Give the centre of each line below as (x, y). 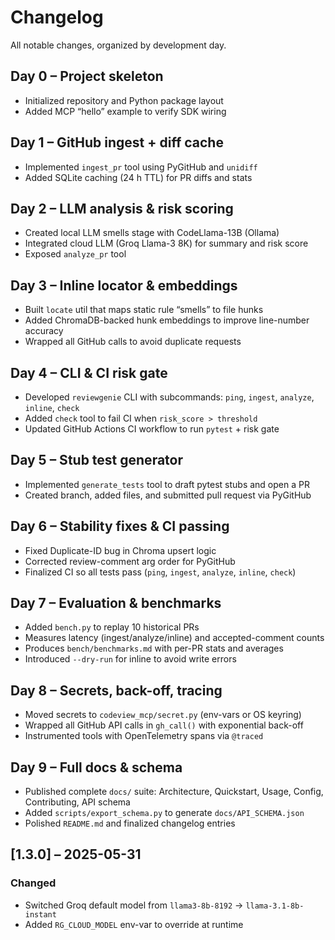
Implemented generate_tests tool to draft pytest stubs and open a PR (167, 484)
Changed (33, 883)
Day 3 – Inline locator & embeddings (124, 285)
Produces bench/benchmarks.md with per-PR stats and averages (154, 648)
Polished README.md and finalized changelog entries (130, 823)
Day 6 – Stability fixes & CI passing (120, 526)
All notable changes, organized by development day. (118, 45)
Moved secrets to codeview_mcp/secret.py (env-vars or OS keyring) (163, 715)
